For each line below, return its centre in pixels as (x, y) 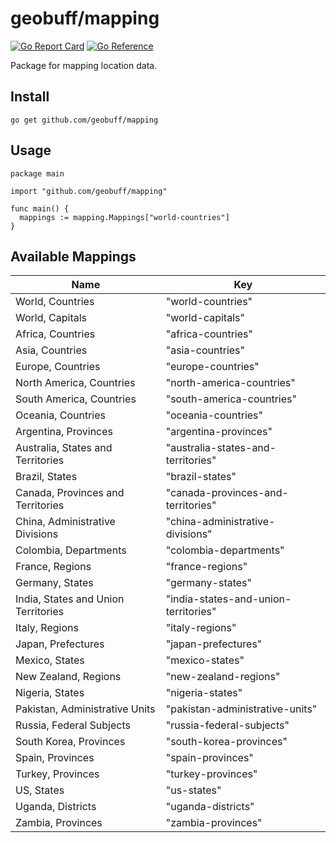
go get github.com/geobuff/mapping (84, 120)
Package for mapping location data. (84, 65)
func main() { (40, 208)
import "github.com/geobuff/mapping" (89, 191)
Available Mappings (73, 256)
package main (37, 173)
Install (30, 97)
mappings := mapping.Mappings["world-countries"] (124, 217)
